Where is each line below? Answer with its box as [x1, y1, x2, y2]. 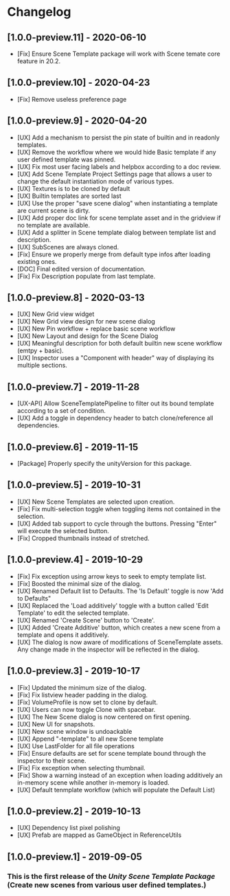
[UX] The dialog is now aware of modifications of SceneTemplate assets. [16, 638, 223, 646]
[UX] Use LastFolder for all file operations [16, 741, 135, 750]
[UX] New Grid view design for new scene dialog [16, 317, 156, 326]
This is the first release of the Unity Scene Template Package [7, 871, 216, 881]
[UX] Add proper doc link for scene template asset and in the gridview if [16, 214, 221, 222]
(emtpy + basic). [16, 346, 64, 355]
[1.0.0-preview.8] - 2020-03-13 [7, 292, 146, 304]
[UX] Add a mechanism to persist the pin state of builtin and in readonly [16, 133, 220, 142]
